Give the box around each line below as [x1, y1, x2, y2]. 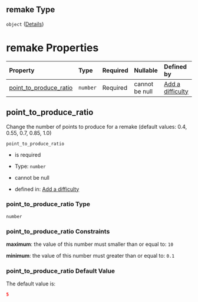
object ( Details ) [6, 20, 44, 27]
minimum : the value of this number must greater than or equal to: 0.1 [6, 252, 175, 259]
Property [9, 66, 35, 74]
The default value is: [6, 280, 56, 287]
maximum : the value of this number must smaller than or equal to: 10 [6, 241, 174, 248]
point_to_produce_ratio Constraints [6, 227, 110, 235]
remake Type [6, 5, 55, 15]
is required [14, 151, 41, 158]
